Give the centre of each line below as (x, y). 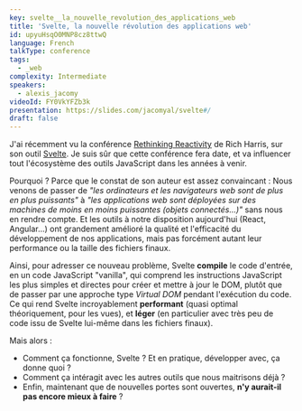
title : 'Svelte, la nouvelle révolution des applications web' (131, 26)
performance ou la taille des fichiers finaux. (90, 248)
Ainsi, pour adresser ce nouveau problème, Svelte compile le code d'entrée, (151, 266)
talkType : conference (50, 51)
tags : (19, 60)
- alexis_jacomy (48, 93)
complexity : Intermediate (58, 77)
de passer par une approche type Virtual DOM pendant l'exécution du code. (151, 294)
